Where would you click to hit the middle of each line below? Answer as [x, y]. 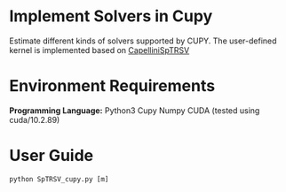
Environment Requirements [112, 86]
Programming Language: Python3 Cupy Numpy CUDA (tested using [135, 110]
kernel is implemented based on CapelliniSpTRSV [99, 50]
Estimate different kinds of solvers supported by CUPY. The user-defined [143, 41]
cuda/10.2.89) [35, 119]
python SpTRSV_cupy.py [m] [59, 179]
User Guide [52, 156]
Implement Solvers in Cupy [111, 16]
